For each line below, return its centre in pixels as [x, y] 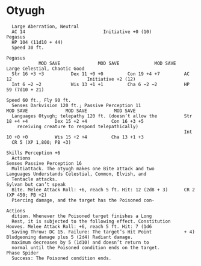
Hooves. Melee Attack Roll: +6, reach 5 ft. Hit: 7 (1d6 [79, 226]
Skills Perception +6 [33, 153]
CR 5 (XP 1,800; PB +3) [41, 142]
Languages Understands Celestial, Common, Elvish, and [76, 174]
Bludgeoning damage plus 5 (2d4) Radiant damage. [70, 237]
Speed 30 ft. [28, 48]
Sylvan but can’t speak [36, 184]
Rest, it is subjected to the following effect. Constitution [91, 221]
